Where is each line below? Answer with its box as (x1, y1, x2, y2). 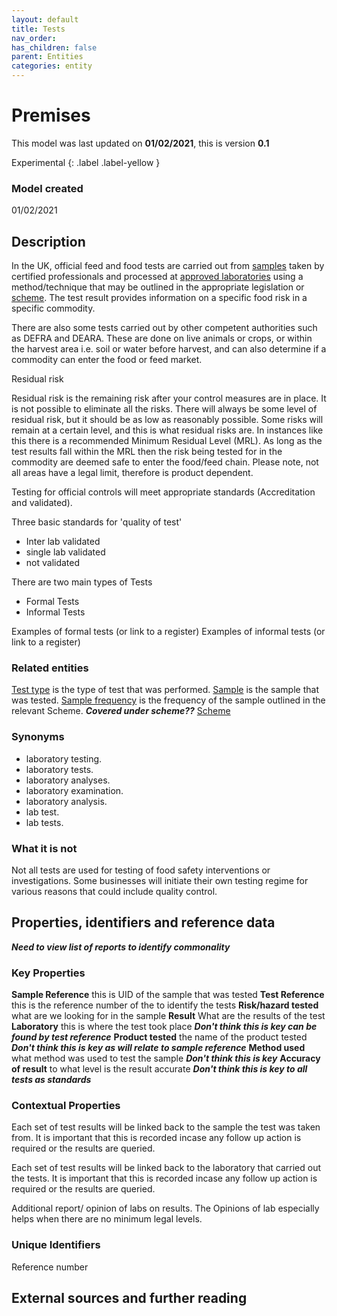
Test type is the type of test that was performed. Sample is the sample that (11, 684, 319, 696)
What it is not (11, 841, 78, 855)
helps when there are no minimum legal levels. (11, 1213, 203, 1225)
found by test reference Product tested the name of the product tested (11, 1031, 308, 1043)
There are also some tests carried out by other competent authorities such (11, 322, 318, 334)
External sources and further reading (11, 1290, 248, 1307)
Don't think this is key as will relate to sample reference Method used (11, 1042, 306, 1054)
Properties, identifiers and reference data (11, 914, 276, 931)
